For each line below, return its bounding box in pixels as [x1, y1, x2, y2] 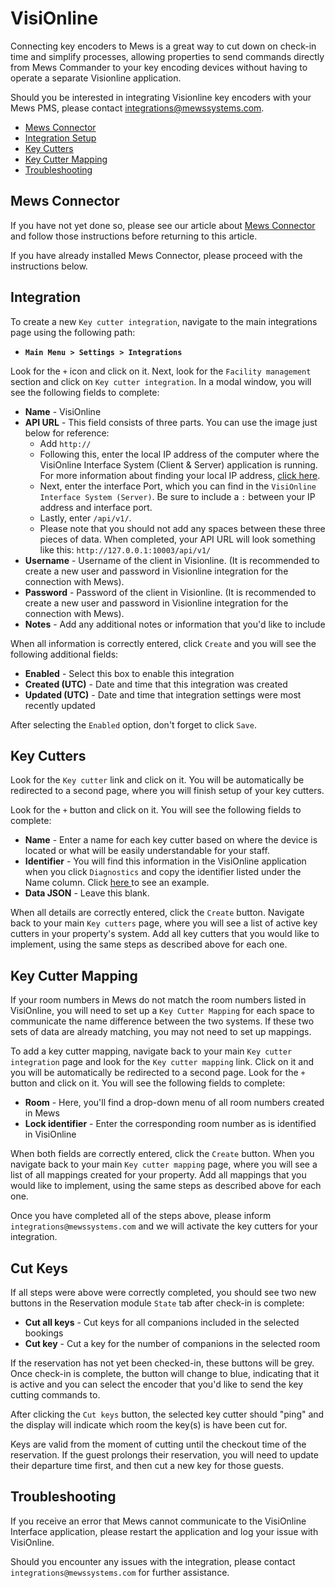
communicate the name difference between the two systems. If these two [10, 1015, 315, 1027]
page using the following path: [10, 326, 136, 338]
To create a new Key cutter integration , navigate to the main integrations [10, 315, 318, 327]
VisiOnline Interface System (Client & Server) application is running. [39, 458, 318, 471]
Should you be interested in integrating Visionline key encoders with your [10, 91, 312, 103]
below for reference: [24, 427, 110, 439]
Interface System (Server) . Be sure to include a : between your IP [39, 490, 316, 502]
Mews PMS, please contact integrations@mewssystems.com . [10, 102, 265, 114]
